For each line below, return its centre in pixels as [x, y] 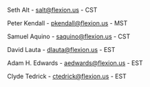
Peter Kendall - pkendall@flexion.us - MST [67, 23]
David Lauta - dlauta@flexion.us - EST [61, 50]
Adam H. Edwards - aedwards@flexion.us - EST [75, 63]
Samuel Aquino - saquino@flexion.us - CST [69, 36]
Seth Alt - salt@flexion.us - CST [52, 10]
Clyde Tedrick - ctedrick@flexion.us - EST [67, 76]
